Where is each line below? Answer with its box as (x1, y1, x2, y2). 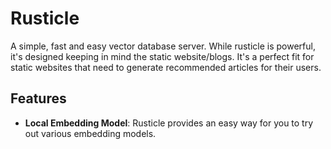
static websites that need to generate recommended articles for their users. (10, 61, 322, 73)
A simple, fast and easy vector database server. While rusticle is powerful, (10, 40, 316, 52)
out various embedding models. (24, 127, 157, 139)
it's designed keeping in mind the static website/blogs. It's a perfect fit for (10, 50, 315, 62)
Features (10, 90, 67, 107)
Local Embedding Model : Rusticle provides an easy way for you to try (24, 117, 314, 129)
